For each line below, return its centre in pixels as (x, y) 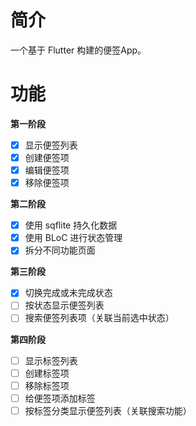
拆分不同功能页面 (60, 250)
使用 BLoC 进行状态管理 (73, 238)
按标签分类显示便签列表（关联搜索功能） (108, 410)
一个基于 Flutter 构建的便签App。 (78, 50)
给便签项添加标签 (60, 398)
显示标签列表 (51, 360)
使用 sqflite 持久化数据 (71, 225)
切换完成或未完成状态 (68, 293)
